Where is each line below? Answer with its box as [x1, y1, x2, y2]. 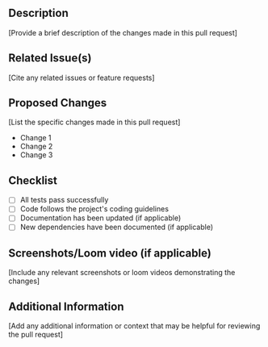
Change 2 [19, 141, 53, 152]
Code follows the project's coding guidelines [19, 204, 170, 214]
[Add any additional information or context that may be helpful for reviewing [8, 321, 261, 331]
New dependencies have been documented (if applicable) [19, 222, 214, 232]
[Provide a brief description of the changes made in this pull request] [8, 27, 238, 37]
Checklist [8, 173, 58, 187]
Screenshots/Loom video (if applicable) [8, 246, 211, 260]
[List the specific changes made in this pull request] [8, 117, 181, 128]
